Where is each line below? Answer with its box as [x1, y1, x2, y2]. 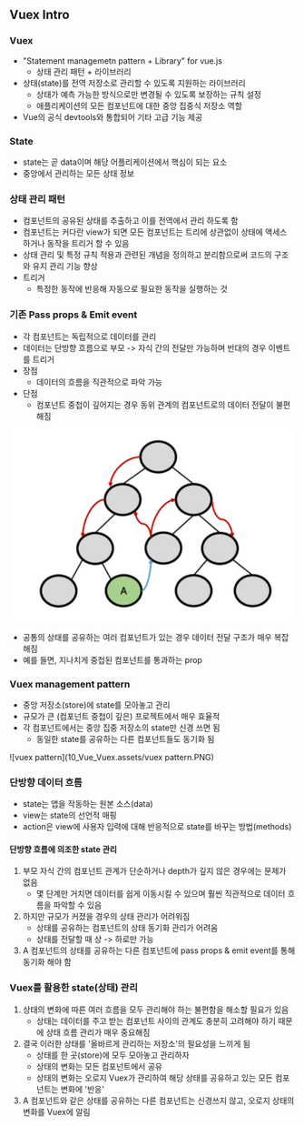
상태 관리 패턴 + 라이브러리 [35, 65, 132, 76]
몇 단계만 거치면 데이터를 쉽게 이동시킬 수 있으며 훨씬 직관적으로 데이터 [35, 889, 286, 900]
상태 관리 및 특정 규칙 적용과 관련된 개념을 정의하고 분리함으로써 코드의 [22, 249, 272, 260]
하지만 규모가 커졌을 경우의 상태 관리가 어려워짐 [22, 911, 191, 922]
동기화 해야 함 [22, 957, 72, 968]
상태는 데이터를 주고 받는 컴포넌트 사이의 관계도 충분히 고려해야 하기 [35, 1015, 277, 1026]
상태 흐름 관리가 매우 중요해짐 [45, 1027, 151, 1038]
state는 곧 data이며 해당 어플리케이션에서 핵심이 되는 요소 [22, 156, 228, 167]
